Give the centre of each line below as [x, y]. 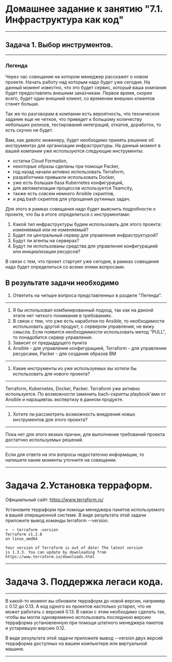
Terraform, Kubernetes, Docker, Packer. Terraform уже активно [73, 388]
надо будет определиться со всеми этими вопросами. [65, 267]
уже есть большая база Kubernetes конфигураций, [68, 183]
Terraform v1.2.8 [24, 534]
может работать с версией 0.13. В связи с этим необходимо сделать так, [85, 612]
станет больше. [22, 104]
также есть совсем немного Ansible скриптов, [63, 194]
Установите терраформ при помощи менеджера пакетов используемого [85, 509]
